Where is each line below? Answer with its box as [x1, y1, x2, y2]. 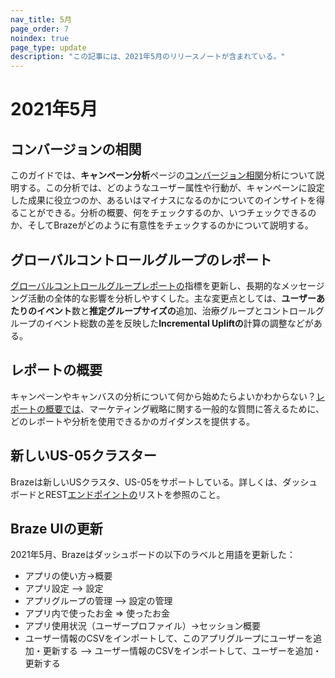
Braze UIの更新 [10, 520, 103, 537]
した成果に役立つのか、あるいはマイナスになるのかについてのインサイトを [10, 194, 317, 206]
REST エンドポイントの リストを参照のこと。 [44, 488, 226, 500]
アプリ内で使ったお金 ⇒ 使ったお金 [24, 607, 171, 620]
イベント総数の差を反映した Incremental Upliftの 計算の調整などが [44, 317, 314, 329]
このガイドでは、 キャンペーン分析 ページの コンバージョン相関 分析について [10, 169, 317, 181]
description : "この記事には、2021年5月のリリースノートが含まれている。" [10, 52, 286, 62]
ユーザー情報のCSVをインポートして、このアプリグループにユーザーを [24, 632, 314, 645]
